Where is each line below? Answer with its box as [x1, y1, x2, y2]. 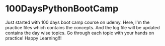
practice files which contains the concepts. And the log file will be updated [5, 24, 160, 30]
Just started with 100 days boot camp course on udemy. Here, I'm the [5, 19, 150, 25]
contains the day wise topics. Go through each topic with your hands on [5, 30, 154, 36]
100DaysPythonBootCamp [5, 3, 119, 14]
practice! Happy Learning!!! [5, 35, 62, 41]
